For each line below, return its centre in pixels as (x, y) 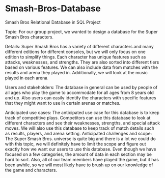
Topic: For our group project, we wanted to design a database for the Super (82, 31)
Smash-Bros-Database (53, 9)
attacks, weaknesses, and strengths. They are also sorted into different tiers (82, 62)
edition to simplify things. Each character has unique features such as (76, 57)
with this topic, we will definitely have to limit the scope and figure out (76, 144)
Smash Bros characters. (29, 37)
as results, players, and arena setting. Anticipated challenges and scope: (79, 133)
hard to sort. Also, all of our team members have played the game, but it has (82, 159)
